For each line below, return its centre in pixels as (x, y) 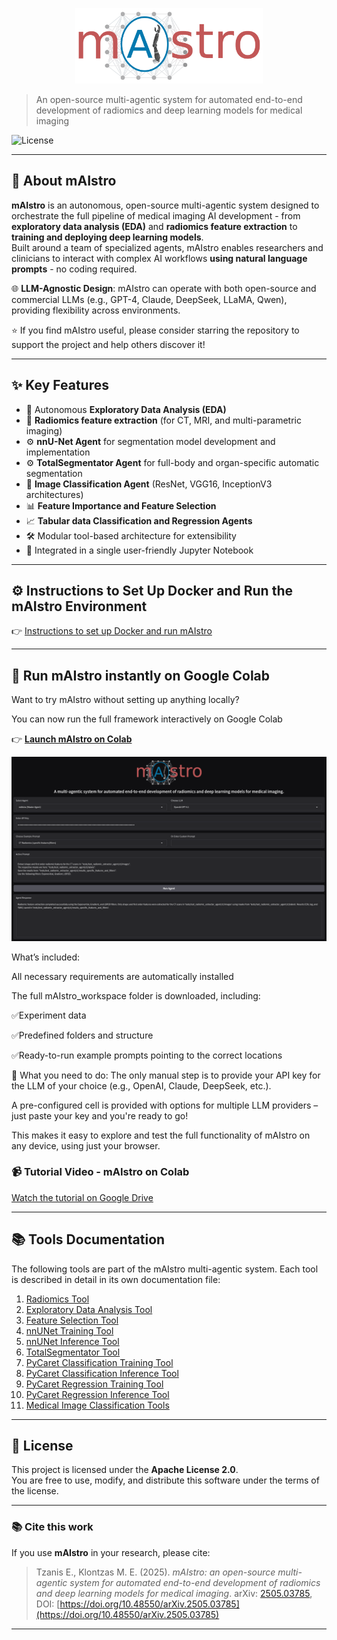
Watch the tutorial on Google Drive (82, 1197)
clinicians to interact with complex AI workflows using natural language (159, 258)
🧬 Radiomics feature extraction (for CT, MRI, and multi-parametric (163, 420)
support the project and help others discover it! (108, 344)
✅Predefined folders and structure (82, 1035)
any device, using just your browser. (86, 1145)
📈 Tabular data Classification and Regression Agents (139, 520)
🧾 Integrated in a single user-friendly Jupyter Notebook (139, 550)
